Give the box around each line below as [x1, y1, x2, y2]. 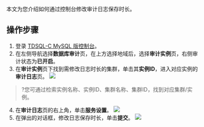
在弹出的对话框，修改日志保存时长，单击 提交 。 [15, 114, 134, 121]
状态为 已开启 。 [20, 57, 59, 65]
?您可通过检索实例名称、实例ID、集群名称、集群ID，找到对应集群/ [21, 85, 187, 93]
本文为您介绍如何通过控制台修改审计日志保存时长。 [6, 5, 135, 12]
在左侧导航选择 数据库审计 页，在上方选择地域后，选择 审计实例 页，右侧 [15, 49, 193, 57]
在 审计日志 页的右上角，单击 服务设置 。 [15, 106, 112, 114]
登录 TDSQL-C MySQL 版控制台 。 [15, 42, 100, 49]
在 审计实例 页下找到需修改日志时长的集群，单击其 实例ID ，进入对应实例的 [15, 65, 198, 72]
